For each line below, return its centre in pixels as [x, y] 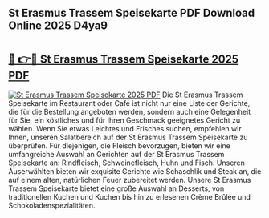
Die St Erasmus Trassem [202, 95]
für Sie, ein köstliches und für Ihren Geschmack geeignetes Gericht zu [124, 120]
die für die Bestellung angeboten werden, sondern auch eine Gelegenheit [130, 112]
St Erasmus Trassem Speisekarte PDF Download [132, 13]
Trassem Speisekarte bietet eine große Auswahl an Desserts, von [116, 188]
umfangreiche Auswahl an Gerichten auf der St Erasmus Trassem [116, 154]
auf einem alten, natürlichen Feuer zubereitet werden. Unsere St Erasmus [130, 180]
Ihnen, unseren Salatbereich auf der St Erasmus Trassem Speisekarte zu [128, 137]
